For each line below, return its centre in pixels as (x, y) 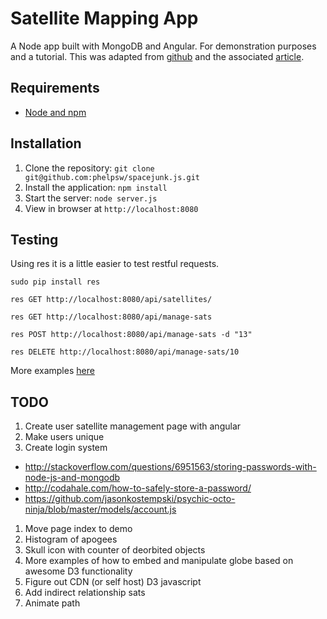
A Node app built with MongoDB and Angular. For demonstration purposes (163, 46)
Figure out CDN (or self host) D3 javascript (113, 582)
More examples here (52, 371)
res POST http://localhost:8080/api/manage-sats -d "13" (131, 335)
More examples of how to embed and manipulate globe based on (159, 561)
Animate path (52, 603)
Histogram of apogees (71, 539)
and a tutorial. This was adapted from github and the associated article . (157, 56)
